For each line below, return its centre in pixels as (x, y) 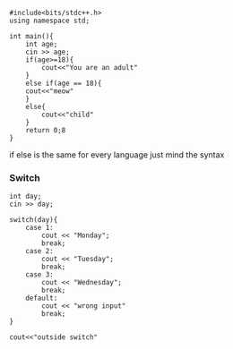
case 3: (39, 275)
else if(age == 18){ (64, 83)
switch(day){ (34, 220)
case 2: (39, 251)
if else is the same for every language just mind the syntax (117, 155)
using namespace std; (50, 21)
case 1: (39, 228)
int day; (26, 197)
